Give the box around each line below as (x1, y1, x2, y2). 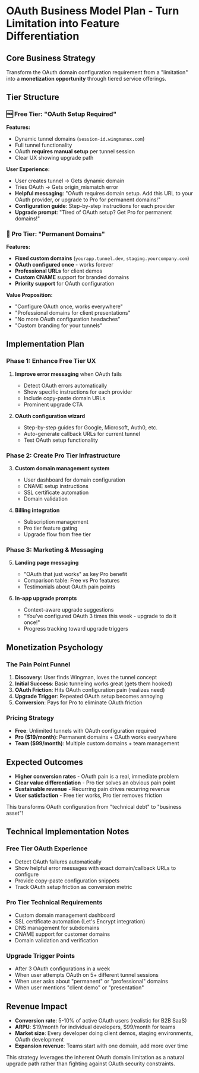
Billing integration (14, 507, 60, 514)
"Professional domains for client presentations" (14, 309, 131, 316)
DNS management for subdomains (14, 925, 100, 932)
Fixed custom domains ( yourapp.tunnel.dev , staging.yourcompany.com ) (14, 254, 189, 262)
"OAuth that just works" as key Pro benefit (23, 571, 128, 578)
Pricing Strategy (6, 714, 55, 722)
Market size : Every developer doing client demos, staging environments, (14, 1030, 193, 1037)
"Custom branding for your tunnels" (14, 322, 103, 329)
